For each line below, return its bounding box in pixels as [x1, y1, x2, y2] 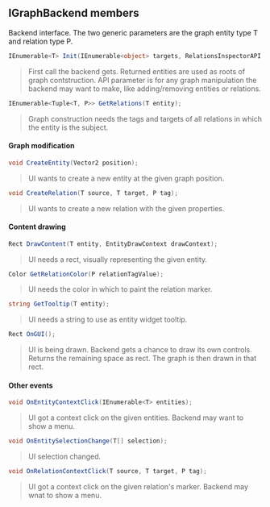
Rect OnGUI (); [8, 330, 56, 339]
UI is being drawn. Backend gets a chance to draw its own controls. [27, 345, 252, 355]
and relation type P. [8, 36, 73, 46]
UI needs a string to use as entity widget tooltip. [27, 314, 188, 325]
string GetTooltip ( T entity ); [8, 300, 110, 309]
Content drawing [8, 222, 66, 232]
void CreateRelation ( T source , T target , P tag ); [8, 189, 179, 197]
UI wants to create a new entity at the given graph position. [27, 173, 225, 183]
